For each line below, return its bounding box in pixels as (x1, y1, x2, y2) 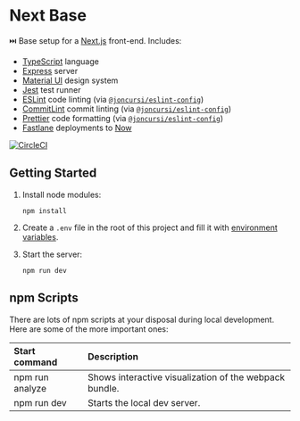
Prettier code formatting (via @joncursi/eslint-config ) (21, 112, 223, 123)
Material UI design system (21, 75, 119, 86)
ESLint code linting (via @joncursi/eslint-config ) (21, 94, 204, 104)
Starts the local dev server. (87, 396, 201, 409)
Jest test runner (21, 84, 81, 95)
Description (87, 350, 138, 362)
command (13, 356, 58, 368)
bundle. (87, 382, 120, 394)
